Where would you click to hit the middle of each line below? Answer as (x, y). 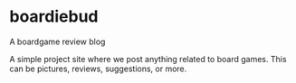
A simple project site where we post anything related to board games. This (148, 59)
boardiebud (54, 17)
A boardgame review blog (57, 41)
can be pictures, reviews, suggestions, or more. (98, 69)
